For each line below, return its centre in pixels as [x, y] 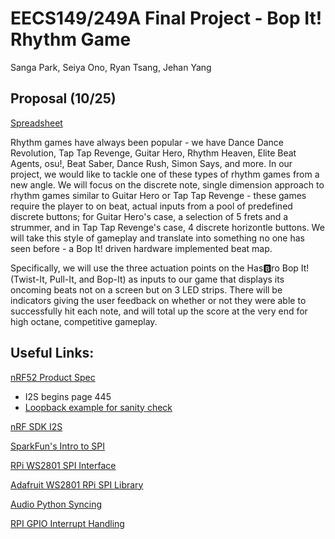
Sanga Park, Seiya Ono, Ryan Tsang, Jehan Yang [111, 67]
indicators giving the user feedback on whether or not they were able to [158, 300]
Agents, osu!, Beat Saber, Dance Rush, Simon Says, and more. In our [151, 163]
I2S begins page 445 [68, 396]
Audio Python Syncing [56, 504]
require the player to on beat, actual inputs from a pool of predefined [151, 206]
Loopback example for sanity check [98, 407]
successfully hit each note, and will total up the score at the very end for [159, 311]
